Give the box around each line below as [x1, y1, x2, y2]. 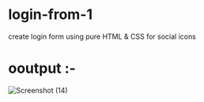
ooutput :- [8, 59, 77, 77]
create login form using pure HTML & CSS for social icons [8, 32, 196, 41]
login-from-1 [8, 6, 93, 24]
